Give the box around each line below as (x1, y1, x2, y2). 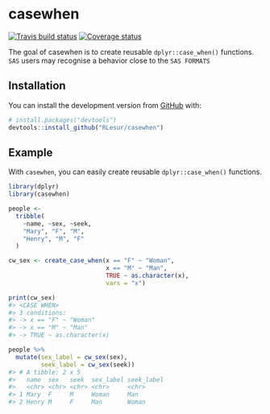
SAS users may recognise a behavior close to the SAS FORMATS (8, 56, 210, 65)
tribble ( (15, 212, 45, 220)
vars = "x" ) (106, 279, 147, 287)
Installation (8, 79, 66, 93)
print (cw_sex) (8, 293, 56, 302)
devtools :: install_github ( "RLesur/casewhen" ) (8, 123, 164, 131)
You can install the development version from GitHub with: (8, 100, 201, 110)
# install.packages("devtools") (8, 116, 117, 124)
